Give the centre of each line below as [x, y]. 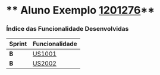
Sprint [18, 44]
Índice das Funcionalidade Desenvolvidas [68, 29]
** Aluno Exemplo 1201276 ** [81, 10]
